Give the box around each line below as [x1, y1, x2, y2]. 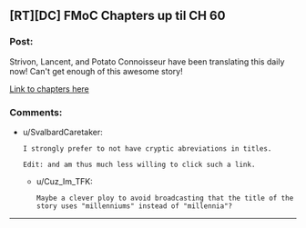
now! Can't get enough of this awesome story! [9, 65, 184, 76]
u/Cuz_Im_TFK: [36, 175, 93, 186]
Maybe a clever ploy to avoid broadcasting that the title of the [36, 193, 294, 203]
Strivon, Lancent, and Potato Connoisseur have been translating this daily [9, 55, 285, 67]
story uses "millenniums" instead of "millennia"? [36, 201, 233, 211]
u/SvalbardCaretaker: [22, 126, 103, 137]
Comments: [9, 105, 63, 118]
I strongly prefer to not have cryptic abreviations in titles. [22, 144, 272, 154]
